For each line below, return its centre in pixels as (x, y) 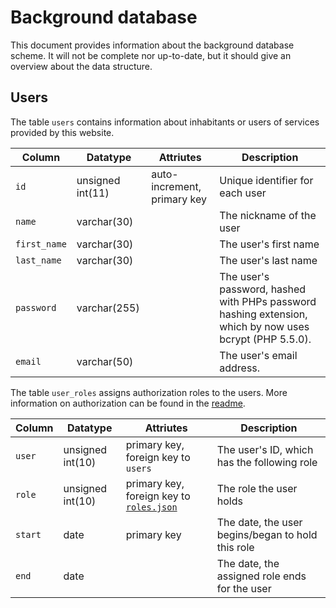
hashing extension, (263, 314)
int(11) (93, 193)
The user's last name (268, 260)
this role (235, 547)
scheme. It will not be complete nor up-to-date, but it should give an (151, 55)
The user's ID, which (265, 449)
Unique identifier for (266, 180)
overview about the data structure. (81, 66)
